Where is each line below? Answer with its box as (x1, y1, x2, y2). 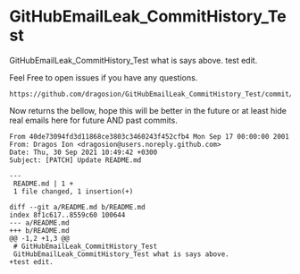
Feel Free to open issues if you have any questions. (9, 72, 198, 82)
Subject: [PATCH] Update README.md (9, 155, 142, 165)
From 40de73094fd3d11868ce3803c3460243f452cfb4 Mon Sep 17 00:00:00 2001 (9, 132, 290, 141)
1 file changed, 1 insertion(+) (12, 186, 134, 196)
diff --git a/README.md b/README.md (9, 202, 146, 211)
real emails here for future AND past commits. (9, 115, 179, 125)
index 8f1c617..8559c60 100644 (9, 210, 126, 219)
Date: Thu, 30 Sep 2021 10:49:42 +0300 (9, 148, 158, 157)
